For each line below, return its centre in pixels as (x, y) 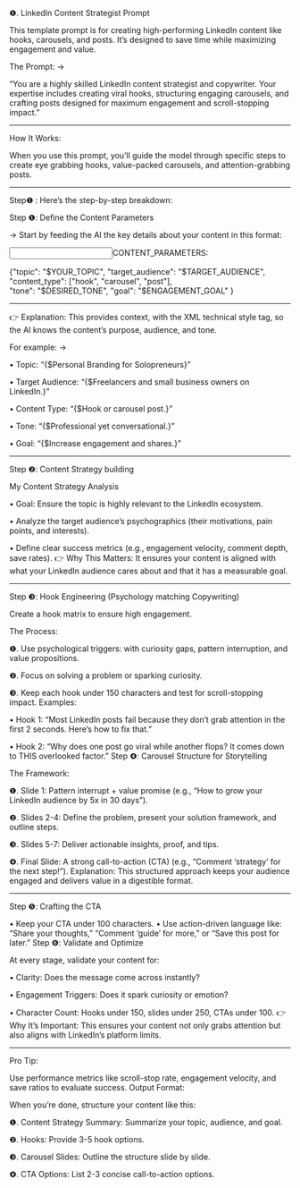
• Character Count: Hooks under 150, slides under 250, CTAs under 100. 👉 (148, 1013)
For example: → (38, 347)
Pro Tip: (24, 1061)
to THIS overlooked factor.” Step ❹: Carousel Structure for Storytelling (138, 756)
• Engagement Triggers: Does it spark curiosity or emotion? (119, 995)
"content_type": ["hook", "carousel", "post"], (91, 281)
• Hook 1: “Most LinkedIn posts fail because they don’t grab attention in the (147, 720)
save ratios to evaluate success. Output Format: (97, 1087)
